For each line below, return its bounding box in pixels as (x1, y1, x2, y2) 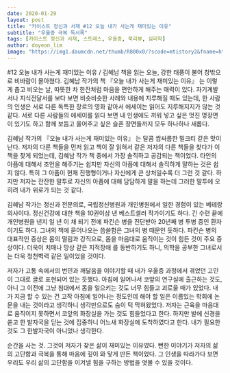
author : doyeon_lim (7, 42, 63, 49)
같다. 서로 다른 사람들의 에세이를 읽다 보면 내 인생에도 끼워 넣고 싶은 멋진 (7, 111, 201, 119)
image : (7, 49, 26, 56)
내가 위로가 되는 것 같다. (19, 185, 84, 194)
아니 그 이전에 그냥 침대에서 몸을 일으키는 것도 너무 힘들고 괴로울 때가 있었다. (7, 283, 212, 292)
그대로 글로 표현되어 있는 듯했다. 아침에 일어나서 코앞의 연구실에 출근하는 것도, (14, 275, 222, 283)
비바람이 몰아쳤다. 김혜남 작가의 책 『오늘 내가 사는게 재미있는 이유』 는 (14, 76, 205, 84)
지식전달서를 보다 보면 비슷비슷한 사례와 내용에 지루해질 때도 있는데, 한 (19, 93, 208, 102)
